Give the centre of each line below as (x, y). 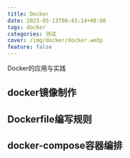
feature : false (30, 47)
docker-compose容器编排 (65, 146)
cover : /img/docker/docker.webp (55, 41)
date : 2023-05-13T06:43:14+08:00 (57, 21)
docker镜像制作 (42, 93)
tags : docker (27, 27)
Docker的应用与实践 (37, 68)
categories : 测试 (32, 34)
